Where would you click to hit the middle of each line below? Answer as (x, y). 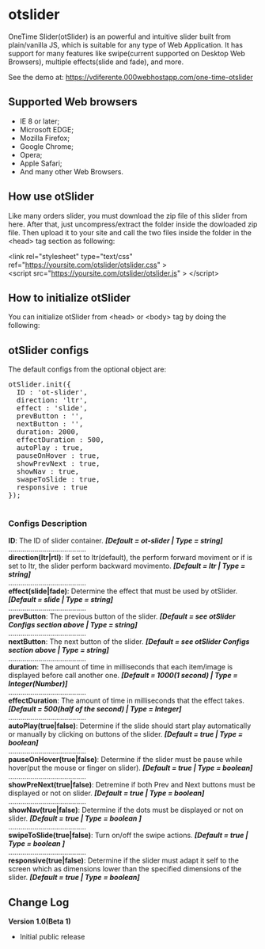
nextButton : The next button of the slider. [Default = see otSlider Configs (129, 642)
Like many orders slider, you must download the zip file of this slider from (128, 215)
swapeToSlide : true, (58, 480)
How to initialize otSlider (69, 297)
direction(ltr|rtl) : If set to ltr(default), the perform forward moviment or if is (131, 558)
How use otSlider (51, 197)
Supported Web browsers (73, 102)
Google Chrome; (46, 146)
